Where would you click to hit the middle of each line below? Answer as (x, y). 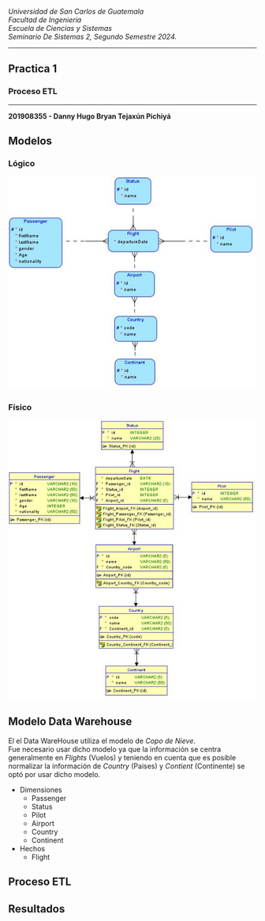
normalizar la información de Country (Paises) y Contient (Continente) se (127, 766)
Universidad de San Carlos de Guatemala (76, 11)
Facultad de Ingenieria (45, 20)
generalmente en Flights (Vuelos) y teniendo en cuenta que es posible (122, 757)
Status (42, 806)
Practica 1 (33, 69)
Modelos (30, 141)
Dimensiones (41, 790)
